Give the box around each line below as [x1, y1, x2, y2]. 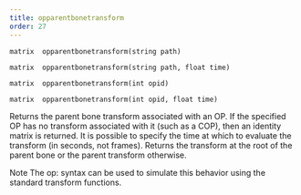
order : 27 [9, 22, 47, 31]
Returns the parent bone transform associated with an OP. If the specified [9, 110, 286, 121]
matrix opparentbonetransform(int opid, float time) [9, 95, 219, 104]
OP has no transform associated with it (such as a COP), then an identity [9, 120, 282, 131]
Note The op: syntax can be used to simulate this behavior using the [9, 167, 266, 178]
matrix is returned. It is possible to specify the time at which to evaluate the [9, 129, 292, 141]
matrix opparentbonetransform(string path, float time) [9, 63, 231, 72]
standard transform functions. [9, 177, 122, 188]
